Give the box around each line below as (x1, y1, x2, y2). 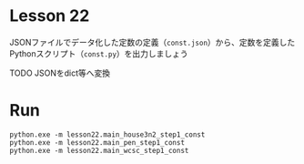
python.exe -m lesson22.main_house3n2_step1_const (9, 129, 206, 139)
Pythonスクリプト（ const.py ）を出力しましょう (9, 47, 188, 59)
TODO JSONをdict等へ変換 (9, 67, 111, 78)
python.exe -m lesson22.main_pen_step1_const (9, 138, 185, 147)
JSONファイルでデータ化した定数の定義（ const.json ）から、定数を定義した (9, 36, 296, 47)
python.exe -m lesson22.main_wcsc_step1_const (9, 146, 189, 155)
